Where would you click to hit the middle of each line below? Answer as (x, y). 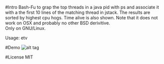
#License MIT (19, 57)
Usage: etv (16, 38)
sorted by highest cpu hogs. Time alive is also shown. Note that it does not (82, 18)
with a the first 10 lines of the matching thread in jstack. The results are (78, 12)
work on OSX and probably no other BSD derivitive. (58, 23)
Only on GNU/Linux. (26, 28)
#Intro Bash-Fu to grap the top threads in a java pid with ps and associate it (82, 7)
